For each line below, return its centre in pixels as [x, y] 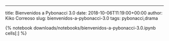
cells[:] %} [16, 33]
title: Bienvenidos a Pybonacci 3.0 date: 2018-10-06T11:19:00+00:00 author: [84, 13]
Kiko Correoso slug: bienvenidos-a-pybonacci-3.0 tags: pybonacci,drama [82, 18]
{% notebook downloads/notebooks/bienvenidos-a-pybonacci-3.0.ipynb [80, 28]
